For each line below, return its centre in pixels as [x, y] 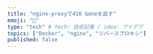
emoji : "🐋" [23, 20]
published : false [33, 40]
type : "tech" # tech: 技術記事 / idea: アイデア [75, 27]
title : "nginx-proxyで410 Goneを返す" [62, 14]
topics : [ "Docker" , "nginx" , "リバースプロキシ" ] [77, 33]
